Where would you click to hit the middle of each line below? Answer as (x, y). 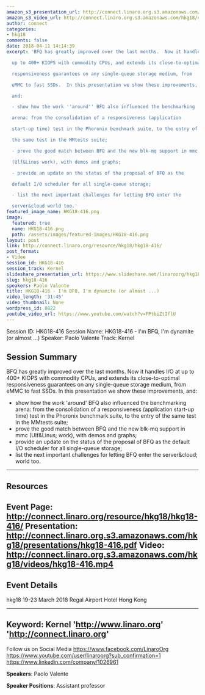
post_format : (23, 252)
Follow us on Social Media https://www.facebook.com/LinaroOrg (88, 649)
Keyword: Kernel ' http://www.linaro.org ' (85, 624)
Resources (27, 486)
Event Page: (30, 507)
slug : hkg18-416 (27, 280)
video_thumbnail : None (35, 303)
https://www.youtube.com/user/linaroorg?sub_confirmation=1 (84, 655)
